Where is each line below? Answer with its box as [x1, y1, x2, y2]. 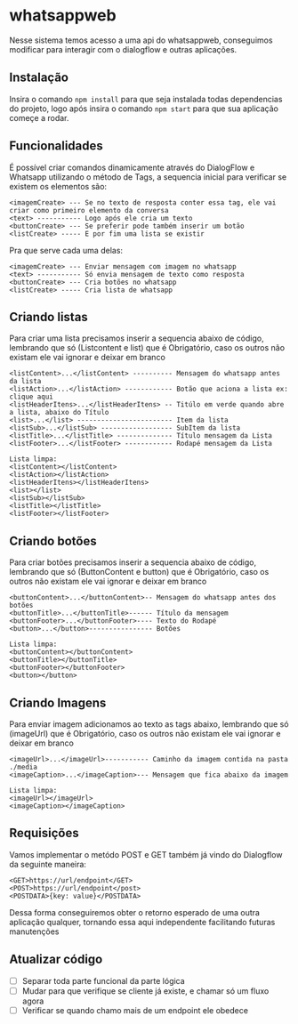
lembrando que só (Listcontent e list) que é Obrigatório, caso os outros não [9, 343, 286, 353]
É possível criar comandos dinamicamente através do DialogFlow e [9, 162, 255, 173]
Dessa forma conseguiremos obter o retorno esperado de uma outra [9, 907, 261, 917]
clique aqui [9, 392, 53, 401]
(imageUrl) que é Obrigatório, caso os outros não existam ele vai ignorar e [9, 729, 281, 738]
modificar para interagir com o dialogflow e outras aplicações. [9, 44, 238, 54]
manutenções [9, 926, 60, 937]
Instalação [9, 70, 69, 85]
